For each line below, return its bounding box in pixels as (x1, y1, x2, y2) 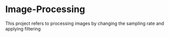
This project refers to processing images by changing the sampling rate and (5, 20, 164, 26)
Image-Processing (5, 4, 86, 15)
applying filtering (5, 25, 41, 31)
